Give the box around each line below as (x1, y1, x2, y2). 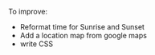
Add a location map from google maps (19, 31, 147, 40)
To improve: (8, 7, 48, 16)
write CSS (19, 39, 54, 49)
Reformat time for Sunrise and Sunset (19, 22, 145, 31)
